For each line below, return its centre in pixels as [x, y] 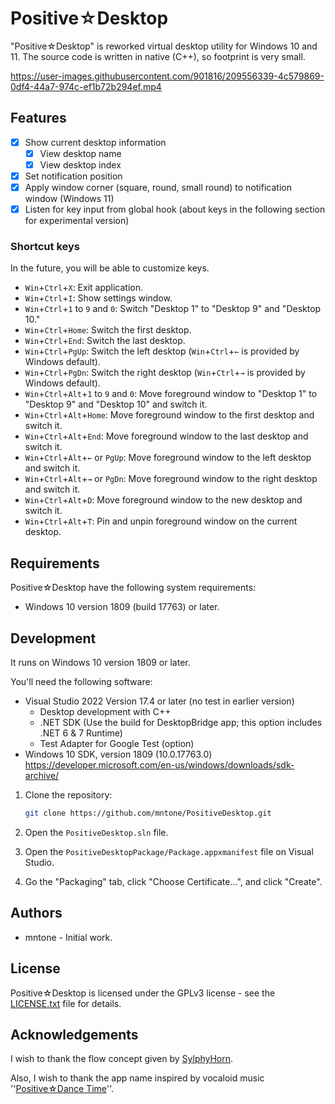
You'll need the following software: [81, 682]
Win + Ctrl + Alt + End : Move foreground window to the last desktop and [166, 436]
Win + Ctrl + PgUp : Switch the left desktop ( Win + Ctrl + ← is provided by [162, 351]
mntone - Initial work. [68, 937]
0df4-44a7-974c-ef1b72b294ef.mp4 [86, 86]
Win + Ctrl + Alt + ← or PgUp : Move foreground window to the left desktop [168, 458]
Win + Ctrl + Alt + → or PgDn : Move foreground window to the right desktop [171, 479]
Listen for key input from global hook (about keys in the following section [175, 209]
